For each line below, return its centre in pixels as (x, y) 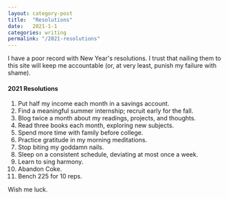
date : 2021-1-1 (33, 26)
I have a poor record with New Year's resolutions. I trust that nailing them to (115, 58)
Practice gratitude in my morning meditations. (82, 140)
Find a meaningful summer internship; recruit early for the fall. (105, 111)
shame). (19, 73)
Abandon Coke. (40, 169)
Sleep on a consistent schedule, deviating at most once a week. (108, 155)
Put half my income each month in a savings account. (93, 104)
